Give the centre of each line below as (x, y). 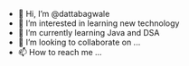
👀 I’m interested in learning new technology (99, 23)
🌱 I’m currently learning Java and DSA (89, 33)
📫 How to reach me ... (60, 52)
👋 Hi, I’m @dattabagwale (64, 14)
